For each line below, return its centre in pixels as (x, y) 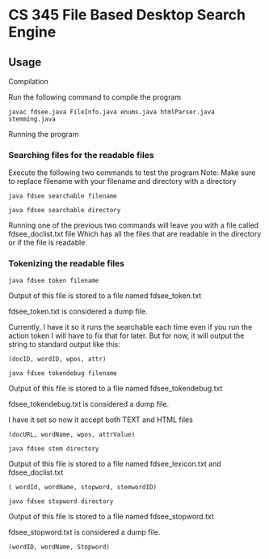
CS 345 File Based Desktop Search (127, 15)
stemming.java (32, 119)
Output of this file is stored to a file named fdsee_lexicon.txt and (115, 463)
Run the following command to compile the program (95, 97)
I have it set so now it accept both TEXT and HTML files (101, 420)
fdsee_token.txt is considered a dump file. (78, 311)
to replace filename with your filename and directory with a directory (122, 181)
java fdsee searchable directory (65, 211)
